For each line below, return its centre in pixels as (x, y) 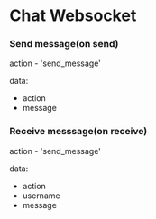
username (41, 196)
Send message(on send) (64, 44)
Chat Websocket (73, 16)
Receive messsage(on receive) (78, 132)
